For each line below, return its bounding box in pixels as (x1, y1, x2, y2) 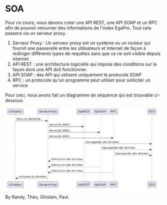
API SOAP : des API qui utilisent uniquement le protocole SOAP (12, 71, 141, 77)
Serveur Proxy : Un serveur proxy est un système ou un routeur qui (12, 39, 151, 45)
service (12, 82, 28, 88)
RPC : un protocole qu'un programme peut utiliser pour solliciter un (12, 77, 151, 83)
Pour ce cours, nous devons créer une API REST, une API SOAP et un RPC (5, 19, 157, 25)
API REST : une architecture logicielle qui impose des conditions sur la (12, 61, 157, 67)
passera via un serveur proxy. (5, 30, 66, 36)
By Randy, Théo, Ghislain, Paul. (5, 194, 69, 200)
